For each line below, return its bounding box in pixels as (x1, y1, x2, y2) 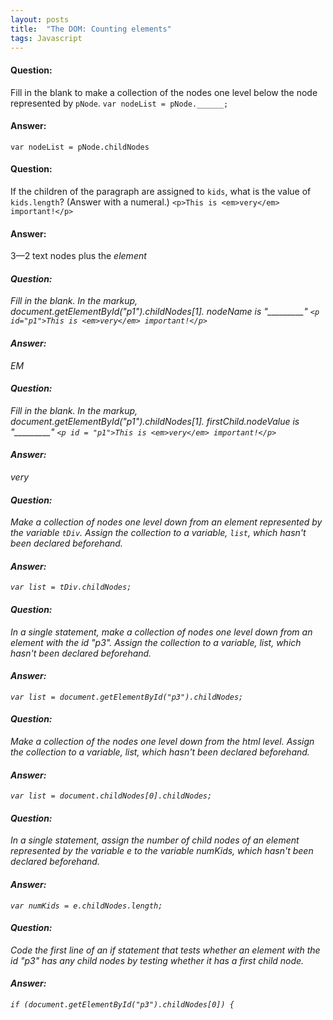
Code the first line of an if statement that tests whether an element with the (10, 944, 321, 956)
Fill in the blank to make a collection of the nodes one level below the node (10, 86, 318, 98)
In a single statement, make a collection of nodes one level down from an (10, 626, 313, 638)
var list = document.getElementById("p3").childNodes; (10, 692, 244, 702)
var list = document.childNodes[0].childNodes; (10, 791, 213, 801)
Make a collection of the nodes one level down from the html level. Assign (10, 736, 315, 748)
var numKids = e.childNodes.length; (10, 901, 163, 911)
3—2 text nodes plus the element (10, 250, 147, 262)
